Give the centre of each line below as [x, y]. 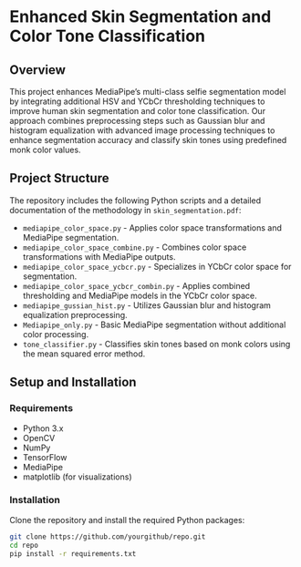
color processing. [56, 334]
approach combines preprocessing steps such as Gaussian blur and [137, 121]
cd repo [24, 545]
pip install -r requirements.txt [73, 553]
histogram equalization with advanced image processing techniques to [142, 130]
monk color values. [45, 149]
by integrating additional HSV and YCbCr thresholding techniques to [137, 101]
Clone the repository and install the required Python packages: [127, 520]
